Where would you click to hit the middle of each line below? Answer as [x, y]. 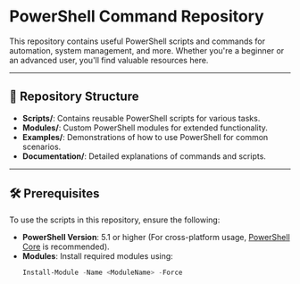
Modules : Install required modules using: [98, 255]
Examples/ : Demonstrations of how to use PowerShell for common [145, 137]
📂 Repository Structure [74, 97]
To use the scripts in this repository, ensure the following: [115, 220]
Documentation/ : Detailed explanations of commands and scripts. [144, 156]
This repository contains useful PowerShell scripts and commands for [137, 41]
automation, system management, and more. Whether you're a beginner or [147, 50]
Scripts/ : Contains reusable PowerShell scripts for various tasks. [141, 118]
